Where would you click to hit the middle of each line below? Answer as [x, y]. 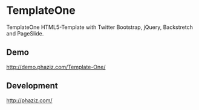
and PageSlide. [25, 33]
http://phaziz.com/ [29, 100]
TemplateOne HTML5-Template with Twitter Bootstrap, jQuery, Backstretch [100, 27]
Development [32, 86]
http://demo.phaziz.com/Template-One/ [56, 67]
